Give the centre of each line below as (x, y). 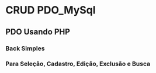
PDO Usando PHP (38, 32)
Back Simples (25, 48)
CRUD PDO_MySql (51, 10)
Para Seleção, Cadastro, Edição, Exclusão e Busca (78, 64)
